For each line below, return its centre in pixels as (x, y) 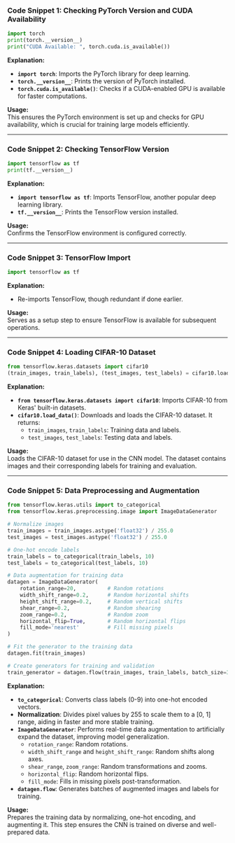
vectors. (29, 706)
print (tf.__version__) (40, 170)
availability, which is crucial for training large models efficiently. (99, 124)
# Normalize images (36, 524)
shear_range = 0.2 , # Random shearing (90, 608)
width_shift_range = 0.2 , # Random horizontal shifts (105, 595)
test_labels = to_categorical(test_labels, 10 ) (78, 563)
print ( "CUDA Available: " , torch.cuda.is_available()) (89, 47)
